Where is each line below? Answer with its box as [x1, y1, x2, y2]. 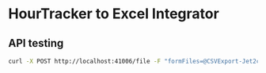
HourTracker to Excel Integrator [8, 5, 219, 23]
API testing [8, 36, 64, 50]
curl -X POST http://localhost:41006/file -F [8, 57, 161, 65]
